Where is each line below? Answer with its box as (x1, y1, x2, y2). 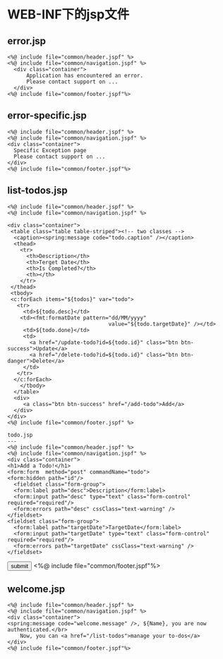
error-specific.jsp (7, 110, 87, 122)
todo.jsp (7, 431, 33, 438)
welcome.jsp (7, 583, 66, 596)
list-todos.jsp (7, 185, 68, 197)
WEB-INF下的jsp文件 (7, 6, 130, 23)
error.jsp (7, 35, 47, 47)
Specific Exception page (13, 147, 87, 154)
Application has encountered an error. (25, 72, 143, 79)
